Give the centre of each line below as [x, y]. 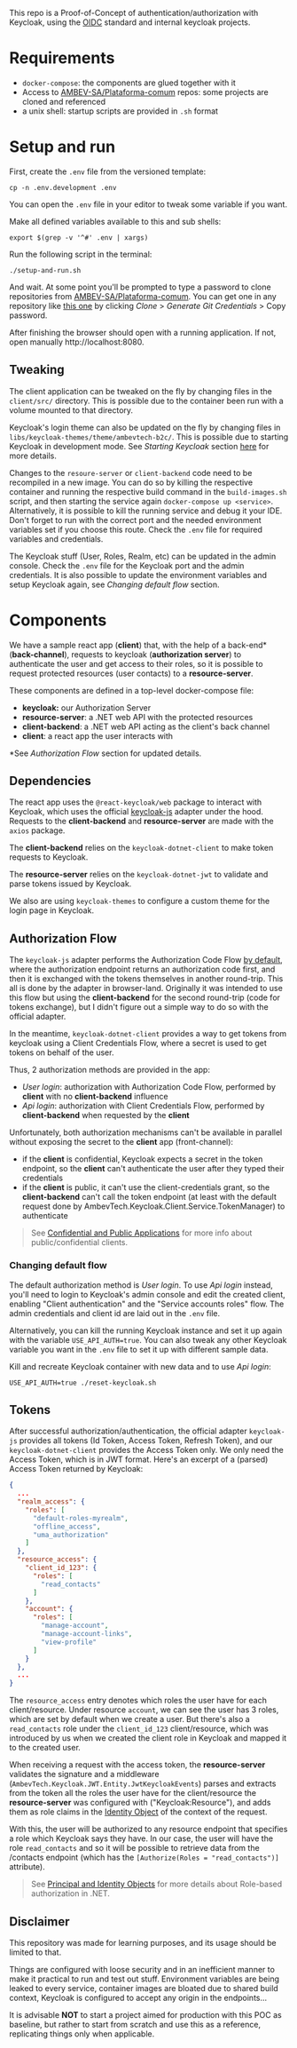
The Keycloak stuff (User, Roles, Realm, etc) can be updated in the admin [143, 556]
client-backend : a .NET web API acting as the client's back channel [146, 726]
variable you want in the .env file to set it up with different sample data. [139, 1349]
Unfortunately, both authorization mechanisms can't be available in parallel [146, 1132]
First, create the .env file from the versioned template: [108, 171]
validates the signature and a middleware [84, 1774]
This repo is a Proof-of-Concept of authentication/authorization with [134, 13]
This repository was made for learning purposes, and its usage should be [143, 1943]
